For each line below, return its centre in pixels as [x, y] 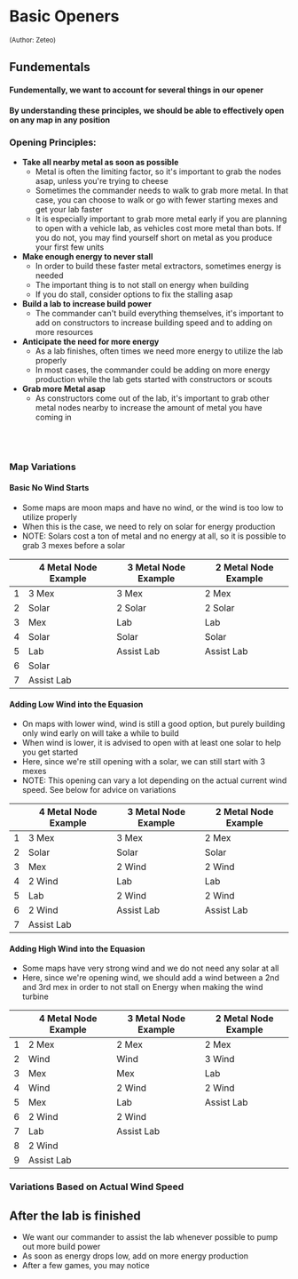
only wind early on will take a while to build [100, 733]
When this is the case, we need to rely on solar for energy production [149, 526]
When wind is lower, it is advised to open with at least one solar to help [152, 743]
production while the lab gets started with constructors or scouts [154, 379]
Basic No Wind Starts [49, 488]
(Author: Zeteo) [32, 40]
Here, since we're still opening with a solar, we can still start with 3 [144, 762]
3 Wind [220, 1059]
